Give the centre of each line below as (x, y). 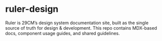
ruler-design (32, 9)
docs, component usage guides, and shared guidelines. (63, 33)
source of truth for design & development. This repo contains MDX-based (81, 28)
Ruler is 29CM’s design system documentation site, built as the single (77, 23)
